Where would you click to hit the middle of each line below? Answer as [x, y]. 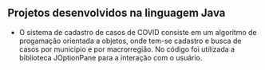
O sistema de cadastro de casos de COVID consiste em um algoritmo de [138, 32]
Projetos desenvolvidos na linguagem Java [117, 13]
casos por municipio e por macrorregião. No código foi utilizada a [127, 49]
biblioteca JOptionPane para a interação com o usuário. [111, 57]
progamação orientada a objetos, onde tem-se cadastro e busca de [130, 41]
